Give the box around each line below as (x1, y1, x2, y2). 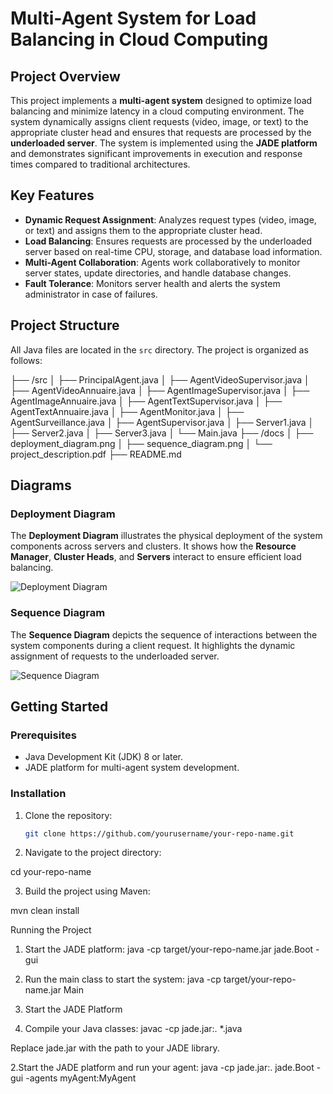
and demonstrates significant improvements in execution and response (10, 148, 303, 159)
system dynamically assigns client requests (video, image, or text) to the (10, 116, 309, 127)
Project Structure (10, 317, 120, 334)
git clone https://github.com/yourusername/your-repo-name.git (24, 828, 295, 839)
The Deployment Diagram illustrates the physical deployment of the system (10, 530, 323, 542)
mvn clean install (10, 905, 80, 917)
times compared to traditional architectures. (10, 158, 191, 170)
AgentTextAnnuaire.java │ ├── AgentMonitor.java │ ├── (10, 405, 245, 417)
